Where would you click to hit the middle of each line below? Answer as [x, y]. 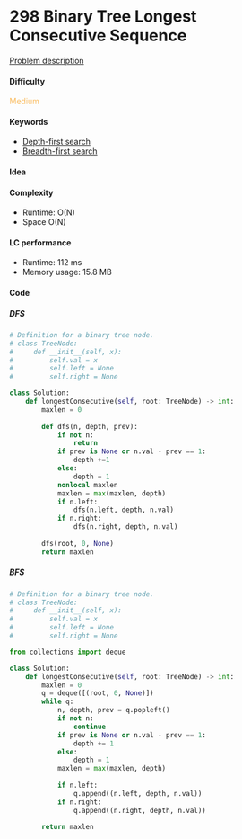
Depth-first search [56, 142]
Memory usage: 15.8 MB [67, 272]
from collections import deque [68, 652]
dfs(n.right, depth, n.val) [125, 527]
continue [89, 727]
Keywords [29, 121]
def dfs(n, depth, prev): [90, 426]
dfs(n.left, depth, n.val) [124, 510]
